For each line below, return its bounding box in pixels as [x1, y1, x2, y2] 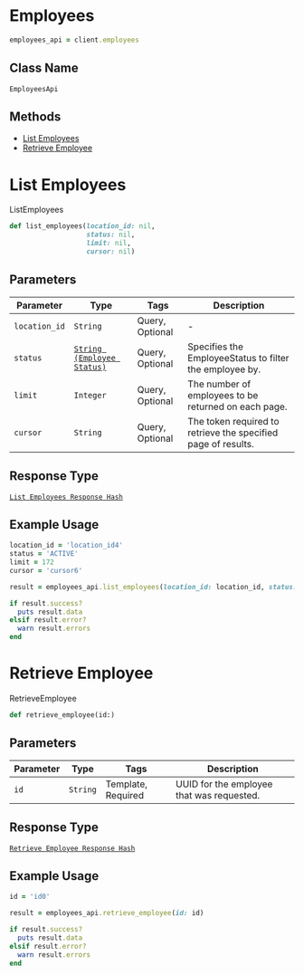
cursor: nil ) [86, 247, 136, 256]
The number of [187, 378, 252, 390]
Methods [9, 110, 62, 125]
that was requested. [176, 789, 261, 801]
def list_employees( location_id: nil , [9, 222, 156, 231]
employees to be [187, 388, 259, 401]
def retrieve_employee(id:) [9, 711, 116, 720]
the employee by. [187, 363, 261, 376]
